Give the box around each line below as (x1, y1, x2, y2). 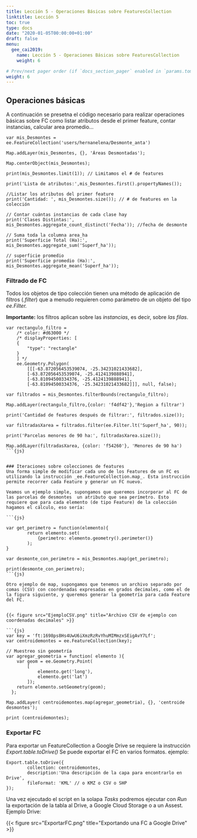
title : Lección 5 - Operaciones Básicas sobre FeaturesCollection (6, 8, 172, 15)
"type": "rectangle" (27, 345, 77, 352)
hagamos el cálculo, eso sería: (6, 505, 85, 511)
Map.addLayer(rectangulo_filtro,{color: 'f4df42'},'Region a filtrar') (6, 402, 185, 408)
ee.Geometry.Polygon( (16, 361, 69, 367)
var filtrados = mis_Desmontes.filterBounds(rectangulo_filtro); (6, 392, 169, 398)
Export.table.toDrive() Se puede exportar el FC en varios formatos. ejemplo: (6, 748, 189, 755)
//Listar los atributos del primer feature (6, 191, 114, 197)
